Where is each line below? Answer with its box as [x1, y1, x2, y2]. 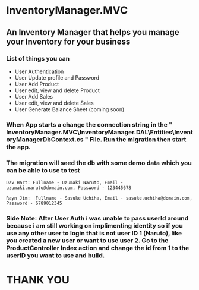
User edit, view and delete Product [14, 87, 100, 94]
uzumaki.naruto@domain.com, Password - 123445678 [6, 185, 132, 191]
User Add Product [14, 80, 59, 87]
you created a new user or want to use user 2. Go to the [6, 237, 169, 245]
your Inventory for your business [6, 36, 131, 46]
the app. [6, 143, 31, 151]
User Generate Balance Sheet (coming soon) [14, 105, 125, 113]
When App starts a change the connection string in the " [6, 120, 172, 128]
